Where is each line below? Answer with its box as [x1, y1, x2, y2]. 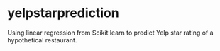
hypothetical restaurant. [7, 35, 77, 44]
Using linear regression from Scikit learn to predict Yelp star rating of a [7, 28, 214, 37]
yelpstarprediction [7, 5, 119, 21]
